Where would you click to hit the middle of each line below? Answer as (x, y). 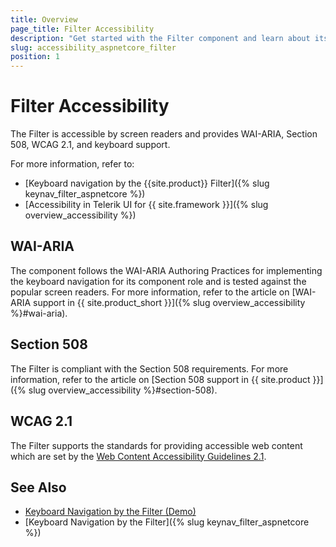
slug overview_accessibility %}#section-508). (123, 390)
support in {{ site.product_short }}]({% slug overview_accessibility (169, 302)
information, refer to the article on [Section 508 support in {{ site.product (160, 379)
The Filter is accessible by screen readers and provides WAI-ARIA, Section (164, 134)
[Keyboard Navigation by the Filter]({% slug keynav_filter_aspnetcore (167, 522)
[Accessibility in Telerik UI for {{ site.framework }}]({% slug (146, 205)
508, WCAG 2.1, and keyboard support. (90, 145)
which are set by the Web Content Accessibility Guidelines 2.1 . (138, 456)
